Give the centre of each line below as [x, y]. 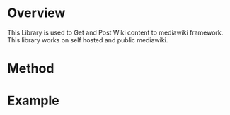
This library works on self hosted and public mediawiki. [88, 40]
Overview [36, 13]
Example [33, 101]
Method [31, 69]
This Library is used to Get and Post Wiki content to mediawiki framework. [115, 32]
